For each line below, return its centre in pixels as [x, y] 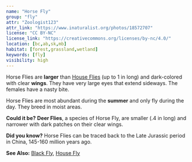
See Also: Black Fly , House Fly [43, 153]
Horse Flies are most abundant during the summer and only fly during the [95, 100]
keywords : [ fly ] [26, 55]
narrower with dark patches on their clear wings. [65, 124]
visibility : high [27, 60]
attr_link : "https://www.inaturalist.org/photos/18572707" [80, 28]
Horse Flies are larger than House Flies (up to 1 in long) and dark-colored [94, 77]
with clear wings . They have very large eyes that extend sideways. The [92, 83]
